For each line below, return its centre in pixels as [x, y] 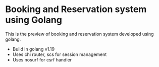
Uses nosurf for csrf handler [42, 59]
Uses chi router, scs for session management [60, 54]
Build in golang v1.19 [33, 49]
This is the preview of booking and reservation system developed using [79, 34]
